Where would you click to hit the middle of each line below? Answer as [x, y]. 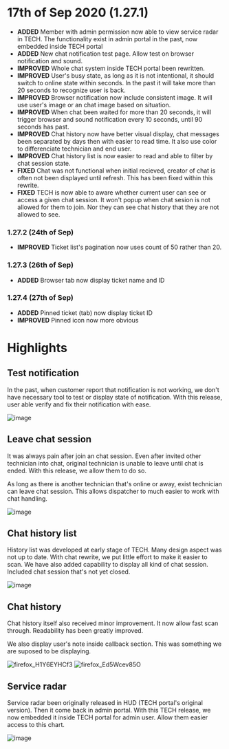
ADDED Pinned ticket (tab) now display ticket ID [85, 313]
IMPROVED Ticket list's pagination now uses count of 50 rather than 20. [119, 247]
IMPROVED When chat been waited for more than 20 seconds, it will [114, 112]
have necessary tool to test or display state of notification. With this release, [115, 397]
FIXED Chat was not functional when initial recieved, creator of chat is [116, 171]
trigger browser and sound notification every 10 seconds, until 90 [110, 119]
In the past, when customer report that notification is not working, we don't [113, 389]
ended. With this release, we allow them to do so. [77, 470]
